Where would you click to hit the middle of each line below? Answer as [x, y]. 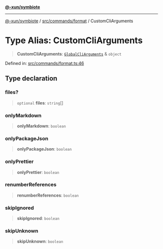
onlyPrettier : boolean [38, 172]
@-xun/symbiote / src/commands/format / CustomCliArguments [69, 21]
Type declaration [31, 79]
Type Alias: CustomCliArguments [74, 40]
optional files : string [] [40, 103]
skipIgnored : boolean [38, 218]
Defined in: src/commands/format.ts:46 [44, 63]
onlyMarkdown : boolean [41, 126]
